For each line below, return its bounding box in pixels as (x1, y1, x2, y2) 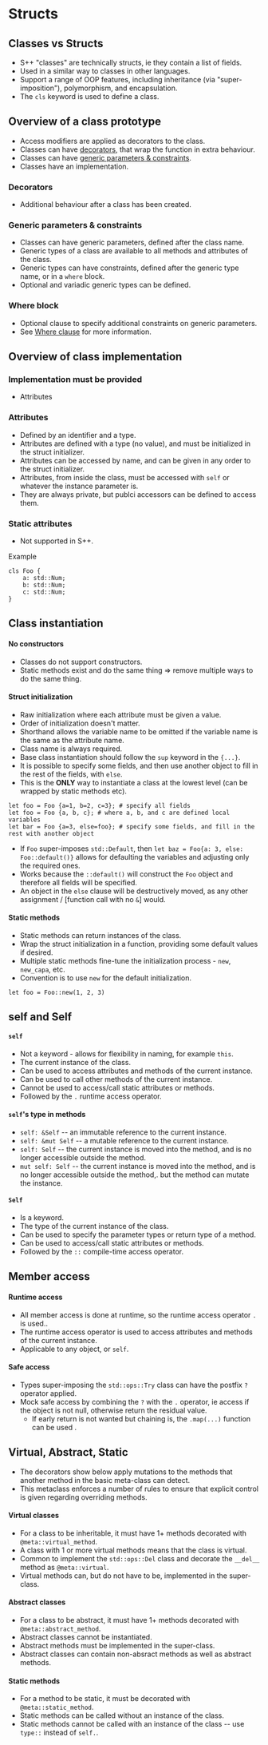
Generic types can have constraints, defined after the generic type (19, 263, 239, 272)
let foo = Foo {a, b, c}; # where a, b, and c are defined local (8, 809, 230, 817)
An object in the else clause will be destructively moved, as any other (19, 886, 249, 896)
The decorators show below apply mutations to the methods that (19, 1467, 233, 1477)
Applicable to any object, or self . (19, 1344, 129, 1353)
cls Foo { (8, 566, 41, 575)
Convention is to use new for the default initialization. (19, 972, 191, 983)
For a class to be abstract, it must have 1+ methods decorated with (19, 1616, 239, 1624)
